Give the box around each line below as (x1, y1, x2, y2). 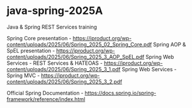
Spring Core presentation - (6, 34, 72, 41)
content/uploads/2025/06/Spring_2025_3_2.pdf (6, 78, 123, 85)
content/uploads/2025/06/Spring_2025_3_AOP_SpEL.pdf (6, 53, 144, 60)
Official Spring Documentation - (6, 89, 84, 96)
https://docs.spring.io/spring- (85, 89, 157, 96)
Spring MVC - (6, 72, 40, 79)
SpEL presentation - (6, 47, 55, 54)
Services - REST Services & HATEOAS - (6, 60, 103, 67)
